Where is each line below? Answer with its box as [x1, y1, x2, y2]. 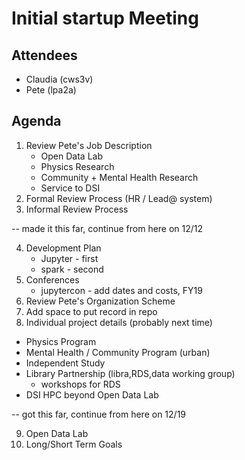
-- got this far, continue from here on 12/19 [11, 408, 187, 420]
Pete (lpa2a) [25, 84, 77, 96]
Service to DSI [40, 182, 101, 194]
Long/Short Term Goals [25, 438, 123, 450]
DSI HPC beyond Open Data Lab [25, 388, 159, 401]
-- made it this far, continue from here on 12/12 [11, 222, 204, 234]
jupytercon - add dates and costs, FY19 [40, 284, 203, 296]
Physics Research [40, 160, 115, 172]
